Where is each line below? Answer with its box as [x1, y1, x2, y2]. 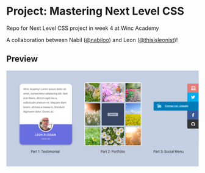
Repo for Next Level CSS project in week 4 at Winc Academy [6, 24, 159, 32]
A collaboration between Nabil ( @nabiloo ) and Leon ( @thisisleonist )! [6, 36, 178, 43]
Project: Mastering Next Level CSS [6, 4, 185, 18]
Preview [6, 54, 38, 65]
